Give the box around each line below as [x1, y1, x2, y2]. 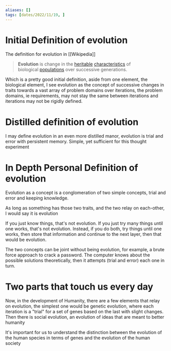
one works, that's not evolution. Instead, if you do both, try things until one [5, 226, 162, 232]
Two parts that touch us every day [5, 281, 154, 292]
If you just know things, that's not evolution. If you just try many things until [5, 221, 163, 227]
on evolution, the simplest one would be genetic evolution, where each [5, 303, 154, 310]
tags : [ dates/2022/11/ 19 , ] [5, 12, 65, 17]
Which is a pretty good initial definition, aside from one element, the [5, 76, 148, 82]
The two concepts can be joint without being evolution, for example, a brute [5, 247, 165, 253]
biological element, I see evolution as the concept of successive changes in [5, 82, 164, 88]
